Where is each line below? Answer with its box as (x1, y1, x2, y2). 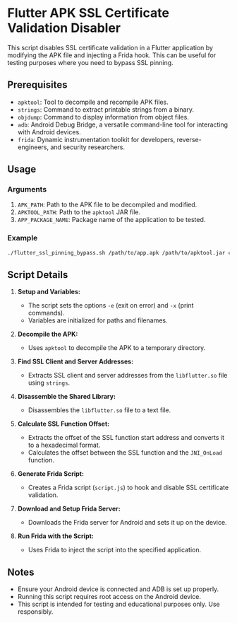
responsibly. (17, 607, 54, 616)
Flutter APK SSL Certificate (7, 5, 169, 21)
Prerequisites (7, 79, 68, 91)
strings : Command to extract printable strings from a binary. (17, 105, 195, 114)
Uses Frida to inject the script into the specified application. (28, 546, 202, 554)
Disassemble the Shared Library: (17, 392, 116, 401)
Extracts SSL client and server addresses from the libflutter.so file (28, 371, 228, 380)
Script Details (7, 269, 68, 281)
